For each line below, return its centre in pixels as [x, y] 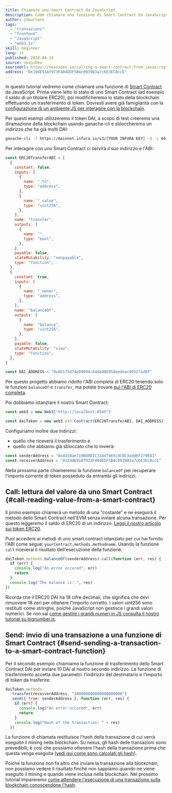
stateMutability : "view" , [42, 348]
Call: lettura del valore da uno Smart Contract [79, 492]
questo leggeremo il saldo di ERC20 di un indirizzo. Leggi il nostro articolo [83, 523]
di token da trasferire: [28, 680]
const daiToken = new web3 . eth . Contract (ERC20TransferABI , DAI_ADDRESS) [84, 421]
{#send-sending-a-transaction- [109, 643]
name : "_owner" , [41, 291]
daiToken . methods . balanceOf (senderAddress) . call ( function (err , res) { [83, 559]
